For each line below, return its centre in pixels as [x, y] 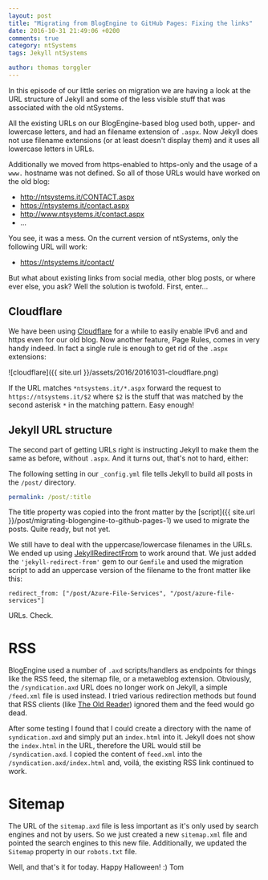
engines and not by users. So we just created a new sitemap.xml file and [128, 835]
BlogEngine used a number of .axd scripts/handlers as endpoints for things [132, 670]
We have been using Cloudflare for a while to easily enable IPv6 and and [128, 331]
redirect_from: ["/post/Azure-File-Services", [87, 594]
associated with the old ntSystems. [66, 107]
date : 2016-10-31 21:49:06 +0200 [64, 31]
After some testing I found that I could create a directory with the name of [130, 729]
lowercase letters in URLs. [51, 149]
